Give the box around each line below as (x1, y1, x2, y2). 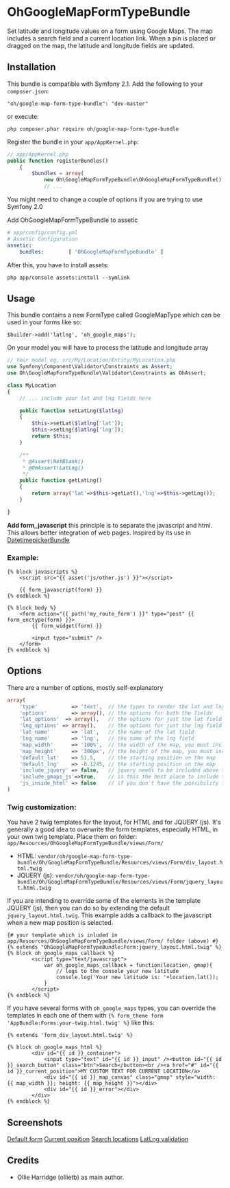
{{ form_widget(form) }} (31, 623, 103, 629)
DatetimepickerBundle (7, 535, 70, 543)
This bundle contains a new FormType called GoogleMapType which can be (7, 311, 221, 320)
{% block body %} (7, 604, 57, 612)
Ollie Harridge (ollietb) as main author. (16, 1173, 125, 1181)
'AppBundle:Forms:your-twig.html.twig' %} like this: (7, 1018, 155, 1027)
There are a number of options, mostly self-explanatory (7, 683, 164, 691)
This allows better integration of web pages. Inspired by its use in (7, 528, 192, 537)
